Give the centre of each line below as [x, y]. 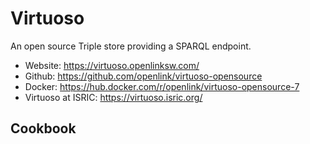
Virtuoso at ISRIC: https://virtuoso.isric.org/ [113, 97]
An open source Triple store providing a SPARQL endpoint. [131, 46]
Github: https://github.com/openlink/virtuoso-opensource [143, 76]
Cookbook [43, 128]
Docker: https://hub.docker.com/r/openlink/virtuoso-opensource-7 [162, 86]
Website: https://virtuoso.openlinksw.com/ [112, 65]
